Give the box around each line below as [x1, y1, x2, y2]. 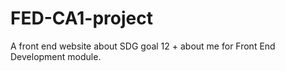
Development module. [10, 50, 102, 62]
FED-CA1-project [10, 7, 153, 30]
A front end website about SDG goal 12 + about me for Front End [10, 40, 276, 52]
